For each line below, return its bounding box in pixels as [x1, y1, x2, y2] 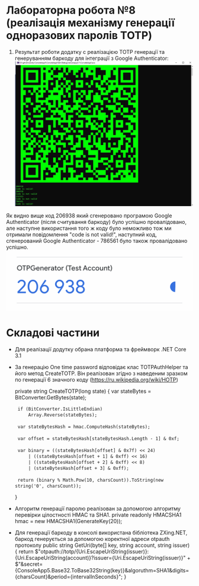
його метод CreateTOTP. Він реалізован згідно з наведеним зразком [14, 370, 188, 377]
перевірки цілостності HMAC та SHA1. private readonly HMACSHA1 [14, 511, 182, 518]
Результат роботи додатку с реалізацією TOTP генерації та [14, 48, 165, 55]
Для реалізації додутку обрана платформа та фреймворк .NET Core [14, 345, 187, 353]
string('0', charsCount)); [14, 483, 82, 489]
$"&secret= [14, 561, 43, 568]
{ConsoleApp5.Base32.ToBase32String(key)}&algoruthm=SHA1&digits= [14, 566, 190, 574]
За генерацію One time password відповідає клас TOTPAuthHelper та [14, 363, 188, 370]
